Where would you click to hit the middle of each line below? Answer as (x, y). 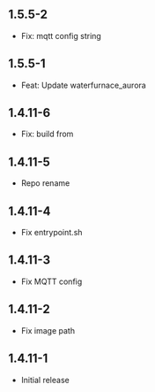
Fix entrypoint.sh (52, 233)
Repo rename (45, 183)
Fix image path (48, 330)
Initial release (45, 380)
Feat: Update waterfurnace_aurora (83, 85)
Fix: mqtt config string (61, 35)
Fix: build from (47, 134)
